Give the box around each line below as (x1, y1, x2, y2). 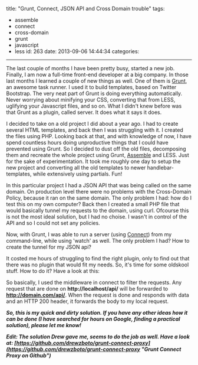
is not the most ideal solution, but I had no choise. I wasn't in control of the (6, 213, 187, 220)
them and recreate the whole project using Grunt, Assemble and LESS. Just (6, 152, 190, 158)
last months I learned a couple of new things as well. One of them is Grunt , (6, 77, 187, 84)
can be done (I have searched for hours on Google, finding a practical (6, 315, 181, 322)
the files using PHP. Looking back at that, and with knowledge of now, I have (6, 133, 192, 139)
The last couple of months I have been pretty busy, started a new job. (6, 65, 175, 71)
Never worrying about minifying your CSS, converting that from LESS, (6, 96, 176, 103)
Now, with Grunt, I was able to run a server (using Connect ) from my (6, 231, 172, 238)
